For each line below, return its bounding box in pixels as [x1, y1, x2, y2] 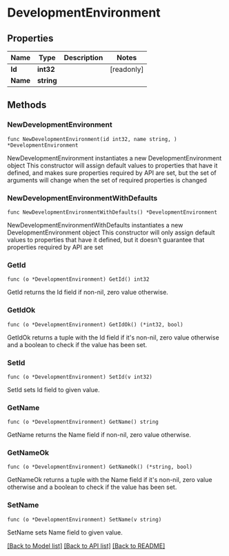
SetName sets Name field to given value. [7, 528, 123, 537]
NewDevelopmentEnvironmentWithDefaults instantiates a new [7, 221, 183, 229]
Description [63, 53, 103, 62]
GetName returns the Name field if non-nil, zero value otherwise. [7, 431, 192, 439]
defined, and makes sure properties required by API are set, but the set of [7, 168, 217, 177]
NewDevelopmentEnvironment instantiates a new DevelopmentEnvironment [7, 154, 222, 162]
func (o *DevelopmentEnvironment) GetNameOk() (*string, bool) [7, 463, 193, 471]
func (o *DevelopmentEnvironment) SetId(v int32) [7, 373, 153, 380]
